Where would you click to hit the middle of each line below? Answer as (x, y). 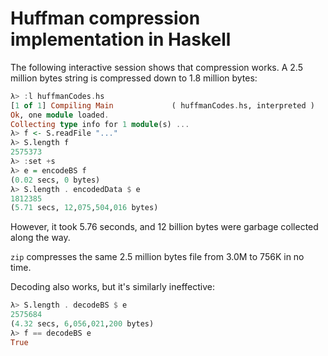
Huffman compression (105, 18)
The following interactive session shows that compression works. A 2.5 (156, 67)
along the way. (40, 238)
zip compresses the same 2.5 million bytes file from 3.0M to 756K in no (157, 257)
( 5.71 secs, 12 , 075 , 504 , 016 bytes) (84, 208)
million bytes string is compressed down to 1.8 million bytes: (134, 78)
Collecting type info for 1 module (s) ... (100, 124)
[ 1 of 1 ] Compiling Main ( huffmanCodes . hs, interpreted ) (162, 105)
